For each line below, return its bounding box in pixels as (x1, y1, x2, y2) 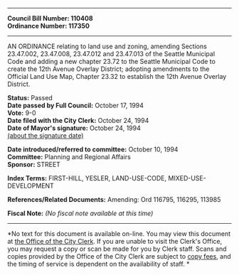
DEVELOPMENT (7, 182, 55, 190)
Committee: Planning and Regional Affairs (7, 153, 132, 161)
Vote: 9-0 (7, 109, 37, 117)
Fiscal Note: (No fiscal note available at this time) (7, 209, 154, 217)
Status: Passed (7, 94, 53, 102)
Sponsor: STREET (7, 161, 60, 168)
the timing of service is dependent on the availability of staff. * (7, 260, 190, 268)
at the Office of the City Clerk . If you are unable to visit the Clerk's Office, (7, 237, 223, 245)
